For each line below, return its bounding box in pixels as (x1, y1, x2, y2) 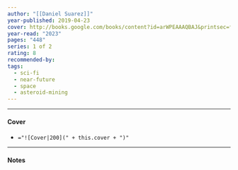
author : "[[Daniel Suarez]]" (7, 10, 93, 18)
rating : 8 (7, 50, 37, 57)
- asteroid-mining (13, 89, 69, 96)
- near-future (13, 75, 55, 83)
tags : (7, 63, 23, 70)
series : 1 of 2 (7, 43, 52, 50)
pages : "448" (7, 37, 46, 44)
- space (13, 83, 37, 90)
